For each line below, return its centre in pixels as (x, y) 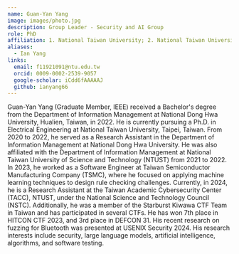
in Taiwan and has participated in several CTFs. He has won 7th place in (113, 213)
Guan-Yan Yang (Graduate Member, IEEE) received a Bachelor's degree (112, 107)
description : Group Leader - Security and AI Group (85, 27)
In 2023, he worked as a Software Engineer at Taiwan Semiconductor (109, 167)
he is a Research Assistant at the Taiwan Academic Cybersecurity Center (115, 190)
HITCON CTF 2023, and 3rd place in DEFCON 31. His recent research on (113, 221)
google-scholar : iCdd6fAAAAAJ (58, 80)
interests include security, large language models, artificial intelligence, (111, 236)
